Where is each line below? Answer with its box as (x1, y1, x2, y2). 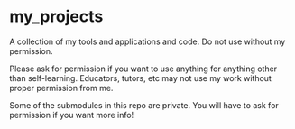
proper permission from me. (9, 82, 114, 93)
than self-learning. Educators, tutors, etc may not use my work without (9, 72, 272, 83)
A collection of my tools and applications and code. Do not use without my (9, 36, 286, 47)
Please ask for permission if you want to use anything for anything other (9, 63, 278, 74)
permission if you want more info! (9, 109, 134, 120)
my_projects (9, 6, 104, 27)
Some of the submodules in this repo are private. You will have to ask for (9, 99, 280, 110)
